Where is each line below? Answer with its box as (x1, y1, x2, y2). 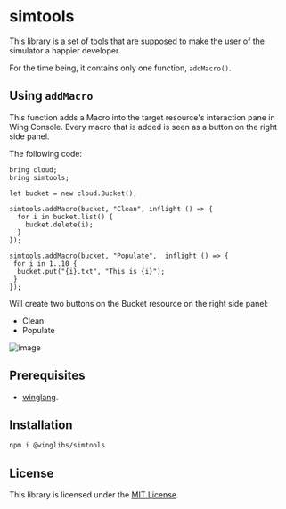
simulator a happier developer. (9, 45, 121, 55)
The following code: (9, 148, 83, 159)
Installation (9, 417, 73, 432)
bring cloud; (9, 165, 58, 175)
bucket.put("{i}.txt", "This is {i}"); (17, 267, 166, 275)
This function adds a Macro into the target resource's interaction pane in (9, 111, 275, 122)
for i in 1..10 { (12, 259, 78, 268)
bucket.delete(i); (25, 220, 94, 229)
